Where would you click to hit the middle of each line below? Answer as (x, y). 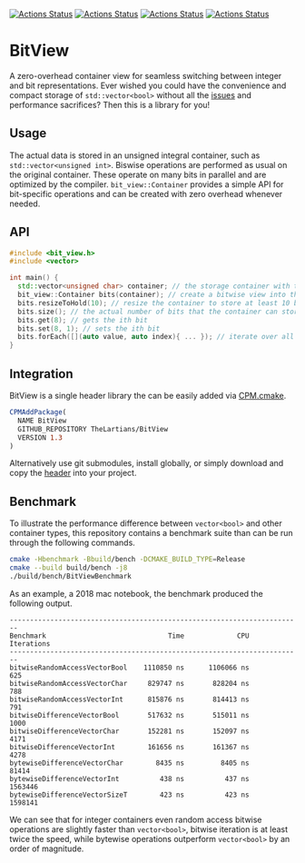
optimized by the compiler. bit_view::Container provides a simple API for (147, 184)
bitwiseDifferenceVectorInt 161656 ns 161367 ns (129, 747)
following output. (41, 603)
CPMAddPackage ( (38, 412)
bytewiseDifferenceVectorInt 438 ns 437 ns (129, 779)
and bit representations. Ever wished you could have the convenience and (148, 85)
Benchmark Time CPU (129, 636)
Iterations (30, 644)
